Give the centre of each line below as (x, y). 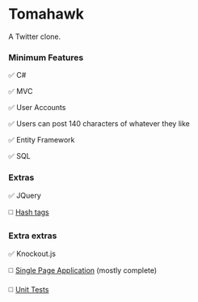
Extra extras (33, 236)
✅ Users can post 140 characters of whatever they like (99, 124)
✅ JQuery (25, 195)
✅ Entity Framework (42, 140)
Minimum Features (46, 57)
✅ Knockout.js (32, 253)
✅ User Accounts (37, 108)
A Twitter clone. (35, 36)
